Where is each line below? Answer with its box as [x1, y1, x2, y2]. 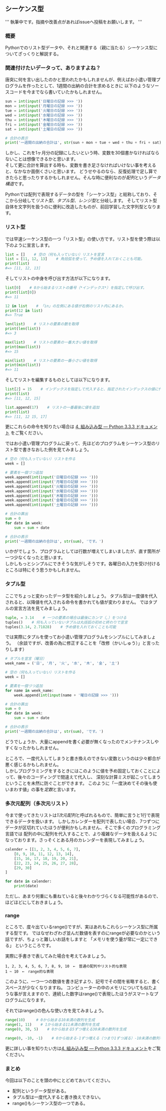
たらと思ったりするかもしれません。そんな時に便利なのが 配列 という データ [9, 175, 161, 181]
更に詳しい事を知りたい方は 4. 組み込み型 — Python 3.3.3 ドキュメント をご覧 [5, 1045, 161, 1051]
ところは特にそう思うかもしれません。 [5, 567, 83, 573]
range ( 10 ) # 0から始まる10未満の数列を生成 [5, 1018, 95, 1023]
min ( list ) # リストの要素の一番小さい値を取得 [5, 358, 97, 363]
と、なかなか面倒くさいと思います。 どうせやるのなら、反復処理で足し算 [5, 168, 153, 175]
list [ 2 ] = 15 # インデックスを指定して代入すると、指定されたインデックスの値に [5, 387, 159, 392]
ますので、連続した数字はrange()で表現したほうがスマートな [31, 991, 154, 997]
